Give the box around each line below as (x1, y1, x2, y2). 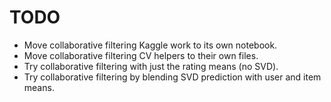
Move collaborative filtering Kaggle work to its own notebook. (23, 39, 278, 51)
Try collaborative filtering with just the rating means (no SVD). (23, 60, 279, 72)
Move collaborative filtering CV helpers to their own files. (23, 49, 259, 61)
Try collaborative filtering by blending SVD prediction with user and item (23, 71, 322, 83)
